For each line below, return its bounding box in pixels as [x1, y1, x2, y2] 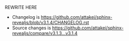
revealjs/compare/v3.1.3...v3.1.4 [12, 30, 78, 36]
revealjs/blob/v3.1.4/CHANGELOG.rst [12, 20, 90, 25]
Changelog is [12, 14, 40, 20]
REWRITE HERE [5, 5, 37, 10]
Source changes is [12, 25, 51, 31]
